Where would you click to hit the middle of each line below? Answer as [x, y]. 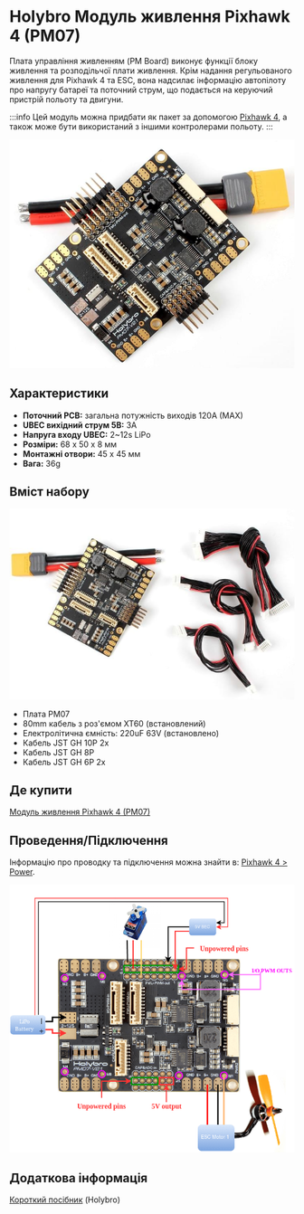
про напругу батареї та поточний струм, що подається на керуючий [141, 90]
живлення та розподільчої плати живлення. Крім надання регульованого [151, 71]
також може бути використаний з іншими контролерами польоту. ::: [141, 126]
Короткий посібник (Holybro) [65, 1200]
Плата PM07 [46, 714]
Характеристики [59, 394]
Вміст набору [50, 492]
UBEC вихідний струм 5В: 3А [80, 425]
